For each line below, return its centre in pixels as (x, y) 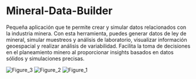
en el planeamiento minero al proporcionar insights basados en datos (90, 52)
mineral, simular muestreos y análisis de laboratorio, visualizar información (97, 39)
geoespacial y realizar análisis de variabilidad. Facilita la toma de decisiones (98, 46)
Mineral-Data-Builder (59, 11)
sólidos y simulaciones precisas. (45, 58)
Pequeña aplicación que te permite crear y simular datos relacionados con (96, 27)
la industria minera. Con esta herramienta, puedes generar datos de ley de (96, 33)
